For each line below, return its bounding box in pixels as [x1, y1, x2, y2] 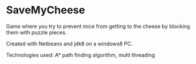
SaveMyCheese [6, 3, 85, 17]
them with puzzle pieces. [6, 29, 67, 35]
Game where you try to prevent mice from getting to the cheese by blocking [6, 23, 190, 30]
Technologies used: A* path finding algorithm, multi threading [6, 51, 155, 58]
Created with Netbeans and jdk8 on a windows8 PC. [6, 40, 133, 47]
